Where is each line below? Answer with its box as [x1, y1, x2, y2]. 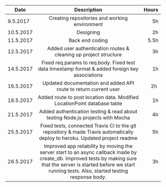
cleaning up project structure [54, 51, 122, 58]
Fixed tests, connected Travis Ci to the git [40, 122, 137, 129]
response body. [70, 174, 107, 180]
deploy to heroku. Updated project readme [39, 135, 138, 141]
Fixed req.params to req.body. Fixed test [41, 59, 135, 66]
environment [73, 21, 103, 28]
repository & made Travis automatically [42, 129, 134, 135]
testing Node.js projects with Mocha [46, 114, 130, 121]
